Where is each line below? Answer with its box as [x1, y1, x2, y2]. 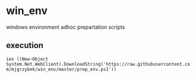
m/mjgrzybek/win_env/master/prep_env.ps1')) [6, 66, 117, 72]
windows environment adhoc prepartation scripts [6, 23, 125, 30]
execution [6, 40, 44, 50]
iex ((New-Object [6, 56, 49, 62]
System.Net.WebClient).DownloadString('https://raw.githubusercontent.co [6, 61, 191, 67]
